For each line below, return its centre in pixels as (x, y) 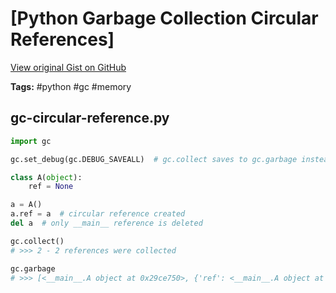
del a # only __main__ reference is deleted (106, 223)
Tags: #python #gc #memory (71, 86)
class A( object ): (46, 177)
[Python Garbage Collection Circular (164, 18)
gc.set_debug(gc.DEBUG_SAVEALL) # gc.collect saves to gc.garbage (154, 159)
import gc (31, 141)
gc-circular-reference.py (90, 118)
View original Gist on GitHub (68, 67)
